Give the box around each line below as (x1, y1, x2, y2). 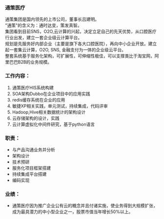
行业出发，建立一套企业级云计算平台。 (5, 35, 82, 41)
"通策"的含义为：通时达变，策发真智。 (5, 22, 82, 28)
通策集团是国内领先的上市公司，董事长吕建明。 (5, 16, 99, 22)
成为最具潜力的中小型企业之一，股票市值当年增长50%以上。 (12, 209, 133, 215)
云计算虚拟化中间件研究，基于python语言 (12, 121, 95, 127)
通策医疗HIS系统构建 (12, 85, 54, 90)
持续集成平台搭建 (12, 171, 47, 177)
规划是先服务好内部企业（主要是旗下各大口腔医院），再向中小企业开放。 (5, 41, 148, 47)
